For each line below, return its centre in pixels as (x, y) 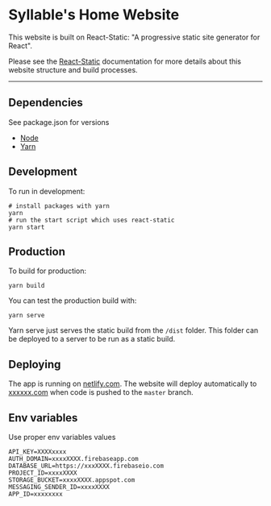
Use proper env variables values (62, 437)
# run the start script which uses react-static (92, 220)
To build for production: (48, 271)
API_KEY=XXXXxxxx (38, 452)
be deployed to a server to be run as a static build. (92, 339)
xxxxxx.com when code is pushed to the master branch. (101, 392)
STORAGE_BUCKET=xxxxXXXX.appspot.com (72, 480)
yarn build (27, 286)
